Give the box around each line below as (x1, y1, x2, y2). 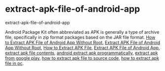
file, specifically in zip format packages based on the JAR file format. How (5, 34, 156, 40)
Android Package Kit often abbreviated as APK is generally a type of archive (5, 29, 160, 35)
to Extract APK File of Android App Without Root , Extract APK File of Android (5, 39, 160, 45)
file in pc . (5, 60, 24, 66)
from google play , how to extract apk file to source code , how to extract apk (5, 55, 159, 61)
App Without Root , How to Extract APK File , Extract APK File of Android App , (5, 45, 160, 50)
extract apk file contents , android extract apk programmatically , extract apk (5, 50, 158, 56)
